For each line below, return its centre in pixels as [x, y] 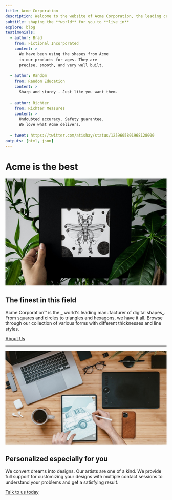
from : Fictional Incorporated [47, 44]
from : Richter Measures [40, 108]
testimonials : [20, 33]
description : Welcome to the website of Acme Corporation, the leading [83, 16]
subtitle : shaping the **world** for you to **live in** [67, 22]
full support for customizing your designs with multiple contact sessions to [84, 477]
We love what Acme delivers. [50, 125]
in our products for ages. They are [58, 60]
